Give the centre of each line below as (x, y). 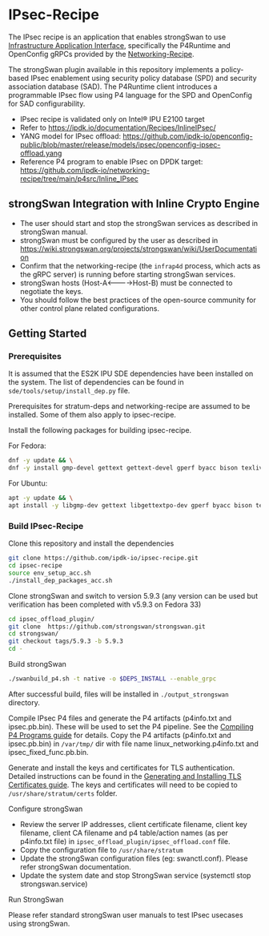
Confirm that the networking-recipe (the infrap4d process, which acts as (140, 265)
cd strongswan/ (34, 634)
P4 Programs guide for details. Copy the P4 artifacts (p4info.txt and (120, 735)
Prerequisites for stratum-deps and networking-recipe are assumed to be (129, 406)
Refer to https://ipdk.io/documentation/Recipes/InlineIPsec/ (118, 127)
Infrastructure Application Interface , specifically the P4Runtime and (119, 45)
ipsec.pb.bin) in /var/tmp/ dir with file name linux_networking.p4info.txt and (133, 744)
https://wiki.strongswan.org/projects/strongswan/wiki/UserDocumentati (139, 248)
